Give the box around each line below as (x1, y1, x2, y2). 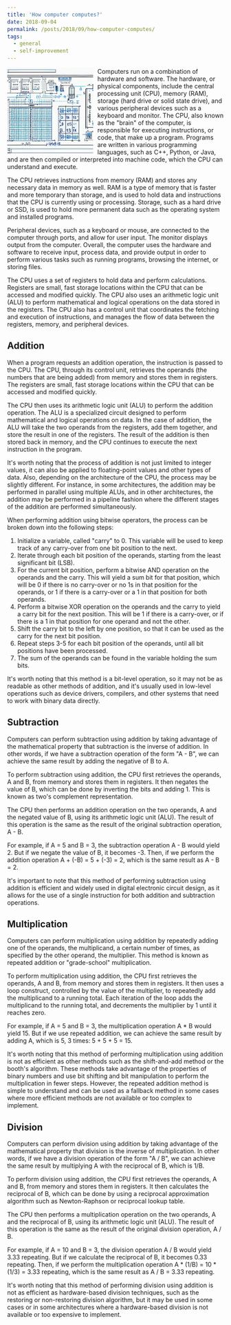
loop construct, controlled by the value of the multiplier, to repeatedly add (7, 987, 216, 995)
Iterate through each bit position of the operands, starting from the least (16, 551, 221, 559)
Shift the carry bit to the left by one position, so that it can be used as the (16, 625, 224, 633)
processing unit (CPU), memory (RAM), (97, 90, 208, 97)
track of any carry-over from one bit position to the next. (16, 544, 177, 552)
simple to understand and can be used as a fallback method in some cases (7, 1087, 219, 1095)
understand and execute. (7, 163, 78, 170)
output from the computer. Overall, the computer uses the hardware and (7, 241, 212, 248)
